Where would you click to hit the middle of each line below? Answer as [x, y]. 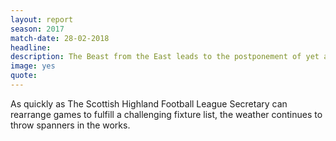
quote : [24, 76]
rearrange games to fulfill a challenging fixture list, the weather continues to [166, 114]
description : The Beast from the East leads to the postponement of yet [165, 57]
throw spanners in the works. [70, 125]
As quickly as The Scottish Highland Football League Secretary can [149, 103]
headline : [31, 47]
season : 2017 [37, 29]
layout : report [42, 19]
